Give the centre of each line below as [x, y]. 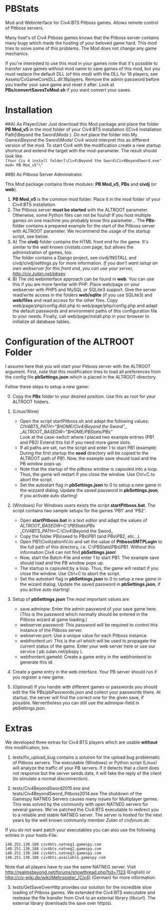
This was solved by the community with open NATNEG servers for [80, 804]
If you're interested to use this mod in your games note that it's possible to [82, 63]
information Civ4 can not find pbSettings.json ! [68, 552]
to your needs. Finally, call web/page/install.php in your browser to [81, 316]
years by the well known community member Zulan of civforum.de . [81, 820]
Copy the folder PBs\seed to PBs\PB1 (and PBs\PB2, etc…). [80, 536]
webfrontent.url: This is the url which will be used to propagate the [88, 641]
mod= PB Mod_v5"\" [24, 165]
